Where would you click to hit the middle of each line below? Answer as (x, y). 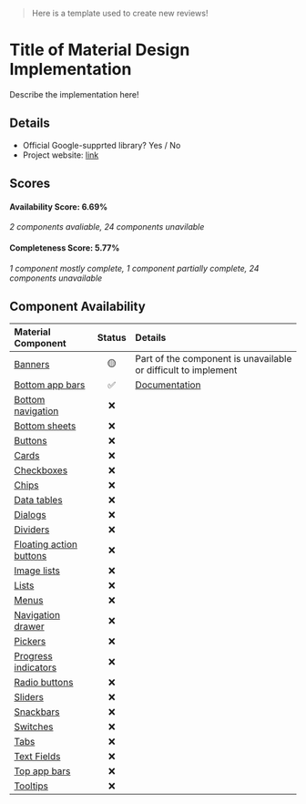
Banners (32, 365)
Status (112, 338)
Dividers (32, 530)
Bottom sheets (45, 426)
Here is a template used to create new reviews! (120, 13)
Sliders (29, 697)
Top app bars (42, 771)
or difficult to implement (186, 370)
